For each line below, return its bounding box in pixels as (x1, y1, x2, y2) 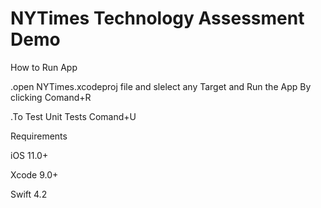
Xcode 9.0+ (10, 168, 59, 181)
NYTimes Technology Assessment (10, 7, 305, 30)
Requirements (10, 130, 68, 142)
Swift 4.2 (10, 188, 48, 200)
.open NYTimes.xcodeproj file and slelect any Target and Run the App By (10, 80, 312, 92)
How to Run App (10, 61, 78, 73)
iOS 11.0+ (10, 149, 49, 161)
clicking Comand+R (10, 91, 92, 103)
